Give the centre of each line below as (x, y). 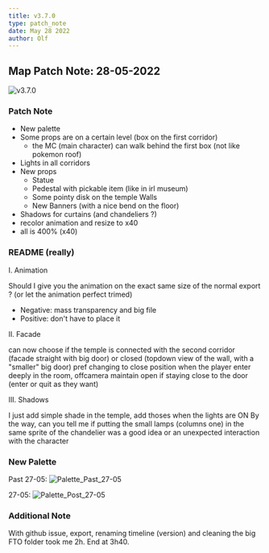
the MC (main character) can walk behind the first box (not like (136, 146)
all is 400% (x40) (49, 231)
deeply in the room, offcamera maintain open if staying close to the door (128, 375)
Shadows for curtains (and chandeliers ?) (88, 214)
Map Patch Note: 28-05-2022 (85, 71)
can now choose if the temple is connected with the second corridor (122, 349)
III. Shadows (29, 399)
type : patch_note (37, 23)
